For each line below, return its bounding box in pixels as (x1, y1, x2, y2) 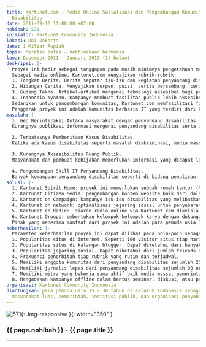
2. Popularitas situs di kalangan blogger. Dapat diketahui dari (12, 242, 183, 249)
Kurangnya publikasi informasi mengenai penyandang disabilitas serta (12, 123, 196, 130)
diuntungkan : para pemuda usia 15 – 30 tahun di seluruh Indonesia (6, 288, 183, 294)
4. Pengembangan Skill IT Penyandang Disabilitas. (12, 168, 144, 174)
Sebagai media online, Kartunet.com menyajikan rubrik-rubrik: (12, 72, 177, 78)
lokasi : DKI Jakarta (6, 37, 59, 44)
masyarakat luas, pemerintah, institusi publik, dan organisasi (12, 294, 180, 300)
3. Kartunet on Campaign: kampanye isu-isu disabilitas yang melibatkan (12, 197, 202, 203)
